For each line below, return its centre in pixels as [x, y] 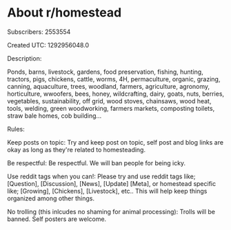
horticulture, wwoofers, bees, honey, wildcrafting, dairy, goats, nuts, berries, [116, 94]
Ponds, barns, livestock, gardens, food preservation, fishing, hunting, [105, 72]
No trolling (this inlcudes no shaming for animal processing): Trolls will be [111, 211]
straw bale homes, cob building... [54, 116]
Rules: [16, 129]
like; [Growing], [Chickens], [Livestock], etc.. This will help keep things [107, 191]
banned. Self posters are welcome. [57, 219]
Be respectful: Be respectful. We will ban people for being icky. [97, 163]
